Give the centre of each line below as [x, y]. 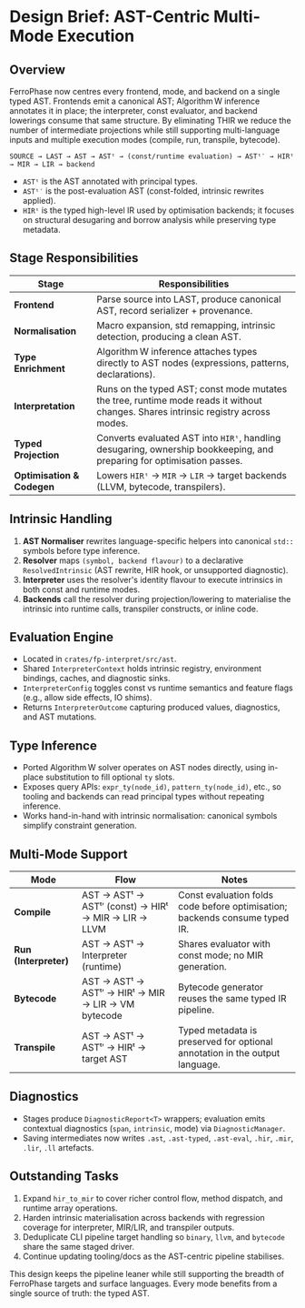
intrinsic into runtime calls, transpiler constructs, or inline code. [140, 609]
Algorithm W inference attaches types [177, 351]
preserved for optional [226, 1041]
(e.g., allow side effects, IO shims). [87, 698]
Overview [38, 70]
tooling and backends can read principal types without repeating [143, 797]
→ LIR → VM [108, 1004]
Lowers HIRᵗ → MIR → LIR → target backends [192, 475]
